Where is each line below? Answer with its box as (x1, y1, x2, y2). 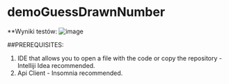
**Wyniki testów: (7, 27, 58, 35)
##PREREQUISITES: (7, 40, 64, 49)
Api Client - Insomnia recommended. (17, 69, 123, 77)
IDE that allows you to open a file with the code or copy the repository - (17, 53, 223, 62)
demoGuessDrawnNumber (7, 4, 166, 20)
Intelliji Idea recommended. (17, 61, 95, 69)
